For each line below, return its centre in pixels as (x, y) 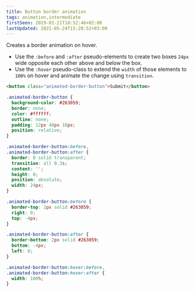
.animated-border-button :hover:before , (56, 267)
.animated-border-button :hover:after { (56, 273)
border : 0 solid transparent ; (49, 158)
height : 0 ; (25, 174)
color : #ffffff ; (32, 114)
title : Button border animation (46, 12)
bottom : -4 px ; (29, 246)
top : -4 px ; (25, 218)
